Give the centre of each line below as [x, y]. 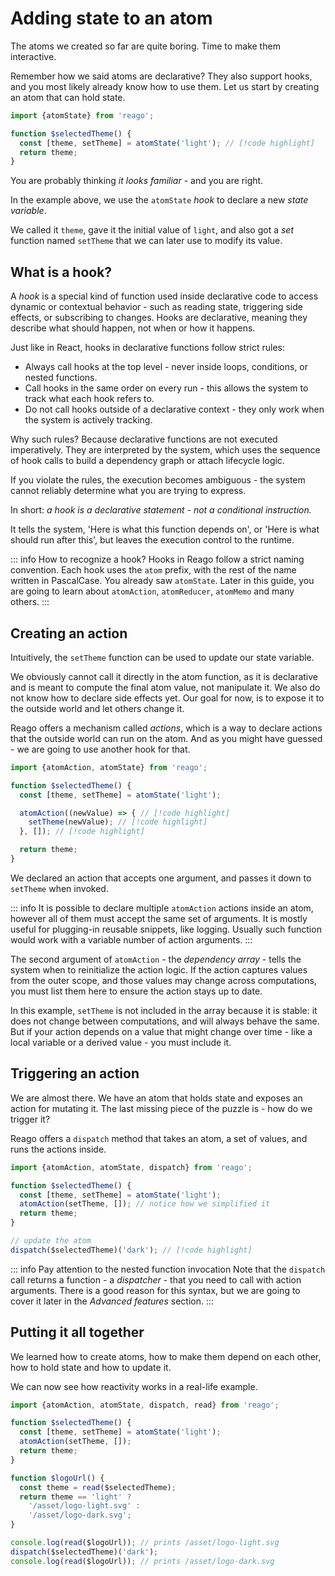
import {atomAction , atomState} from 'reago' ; [109, 767]
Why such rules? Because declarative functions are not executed [144, 439]
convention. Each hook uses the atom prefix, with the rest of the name [153, 570]
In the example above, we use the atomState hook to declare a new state [159, 200]
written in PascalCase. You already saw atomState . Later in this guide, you [162, 581]
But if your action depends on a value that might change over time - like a [161, 1031]
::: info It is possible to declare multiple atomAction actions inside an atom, [162, 908]
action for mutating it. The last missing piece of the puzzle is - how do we [161, 1108]
